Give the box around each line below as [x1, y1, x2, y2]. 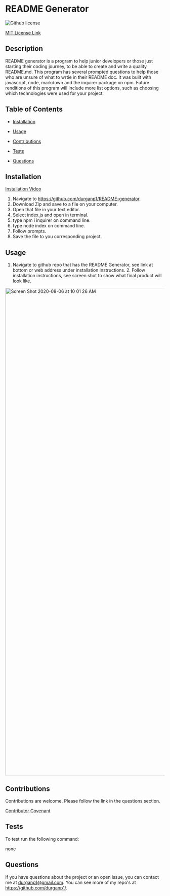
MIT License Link [5, 29, 41, 36]
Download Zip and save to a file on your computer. [12, 201, 118, 207]
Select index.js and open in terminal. [12, 212, 89, 218]
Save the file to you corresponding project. [12, 234, 102, 240]
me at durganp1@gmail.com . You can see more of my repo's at [5, 879, 136, 885]
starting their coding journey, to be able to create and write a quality [5, 63, 147, 69]
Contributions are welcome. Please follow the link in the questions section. [5, 798, 160, 804]
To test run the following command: [5, 836, 79, 842]
